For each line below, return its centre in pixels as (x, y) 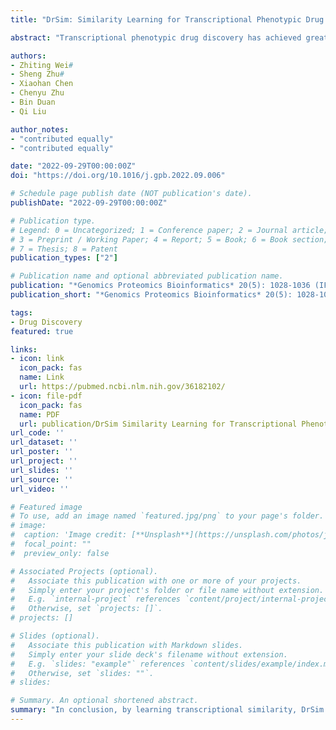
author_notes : (40, 129)
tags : (21, 312)
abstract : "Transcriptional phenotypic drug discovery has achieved (156, 37)
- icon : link (37, 359)
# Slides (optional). (55, 636)
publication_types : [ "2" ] (64, 258)
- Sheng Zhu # (37, 74)
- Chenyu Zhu (37, 93)
